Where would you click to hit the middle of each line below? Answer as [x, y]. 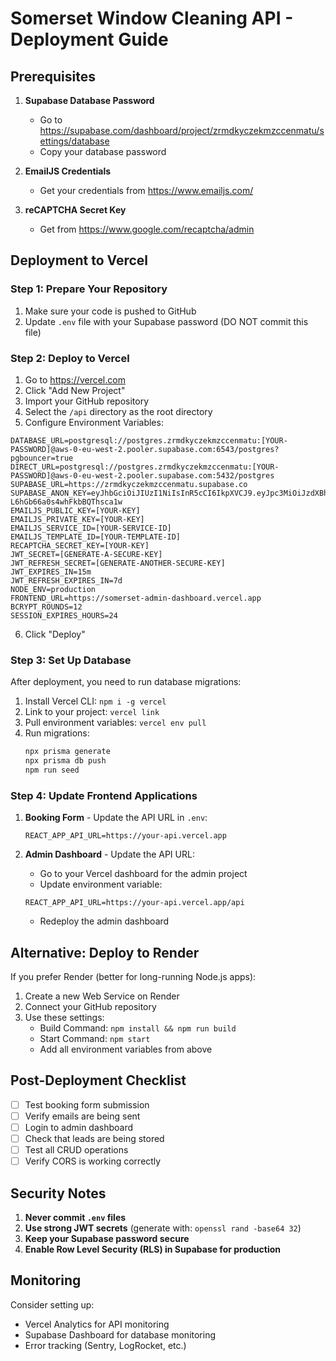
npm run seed [52, 770]
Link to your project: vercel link [92, 712]
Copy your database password [103, 151]
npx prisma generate [67, 752]
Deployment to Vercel [79, 260]
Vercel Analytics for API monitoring [97, 1324]
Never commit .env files [75, 1218]
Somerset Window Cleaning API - [152, 18]
